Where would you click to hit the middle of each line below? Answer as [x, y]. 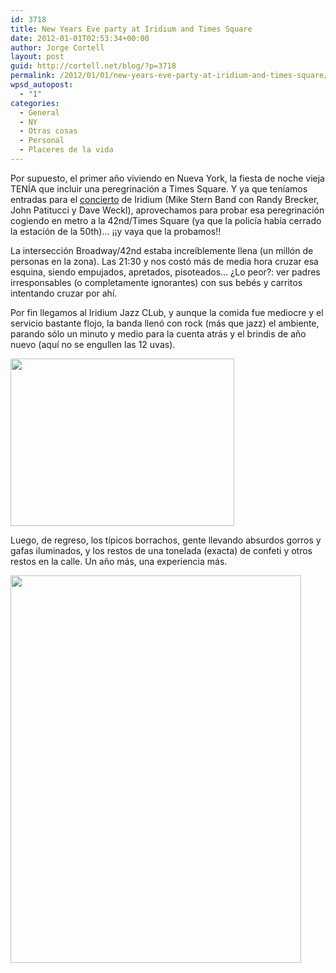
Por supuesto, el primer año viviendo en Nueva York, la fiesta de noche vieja [167, 178]
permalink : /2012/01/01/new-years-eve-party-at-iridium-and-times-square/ [169, 76]
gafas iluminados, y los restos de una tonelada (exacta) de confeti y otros [161, 550]
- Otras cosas [48, 131]
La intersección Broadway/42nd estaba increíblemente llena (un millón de [162, 250]
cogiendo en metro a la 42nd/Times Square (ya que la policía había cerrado [166, 220]
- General [39, 112]
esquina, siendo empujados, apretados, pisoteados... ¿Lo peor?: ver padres [165, 272]
